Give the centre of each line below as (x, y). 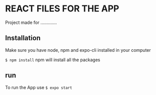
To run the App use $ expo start (39, 87)
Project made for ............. (31, 22)
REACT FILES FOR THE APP (62, 9)
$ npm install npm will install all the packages (53, 60)
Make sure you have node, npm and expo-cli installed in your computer (78, 50)
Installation (23, 38)
